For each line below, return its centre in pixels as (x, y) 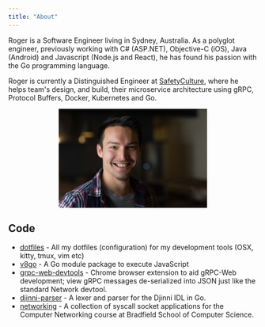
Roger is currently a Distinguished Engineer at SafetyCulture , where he (123, 81)
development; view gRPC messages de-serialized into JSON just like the (138, 281)
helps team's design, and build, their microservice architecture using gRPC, (131, 89)
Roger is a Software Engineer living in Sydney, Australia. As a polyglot (121, 40)
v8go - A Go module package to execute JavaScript (104, 264)
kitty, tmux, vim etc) (52, 256)
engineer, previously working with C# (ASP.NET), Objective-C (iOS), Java (128, 48)
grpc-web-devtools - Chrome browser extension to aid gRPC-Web (128, 272)
